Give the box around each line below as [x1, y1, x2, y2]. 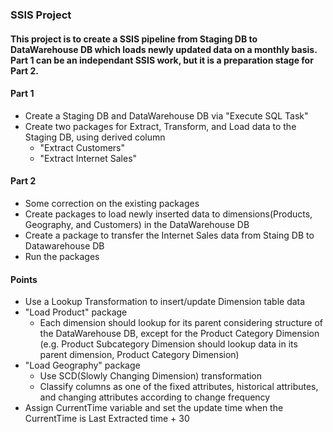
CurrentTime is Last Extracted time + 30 [24, 413, 190, 425]
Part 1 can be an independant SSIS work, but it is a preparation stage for [10, 54, 314, 66]
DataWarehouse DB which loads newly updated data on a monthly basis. [10, 43, 318, 55]
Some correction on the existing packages [24, 197, 200, 209]
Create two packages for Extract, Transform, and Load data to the [24, 120, 297, 132]
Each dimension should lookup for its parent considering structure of [39, 317, 323, 329]
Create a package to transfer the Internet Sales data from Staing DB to [24, 229, 315, 241]
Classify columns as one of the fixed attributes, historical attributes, [39, 381, 319, 393]
